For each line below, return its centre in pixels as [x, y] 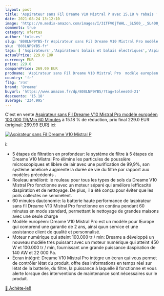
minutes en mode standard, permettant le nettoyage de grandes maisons [85, 211]
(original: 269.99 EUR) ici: [31, 125]
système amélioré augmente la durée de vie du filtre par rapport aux [81, 170]
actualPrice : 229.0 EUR [29, 55]
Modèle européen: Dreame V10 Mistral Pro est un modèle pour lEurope [83, 222]
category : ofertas [24, 32]
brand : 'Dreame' [21, 87]
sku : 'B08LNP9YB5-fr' [27, 46]
